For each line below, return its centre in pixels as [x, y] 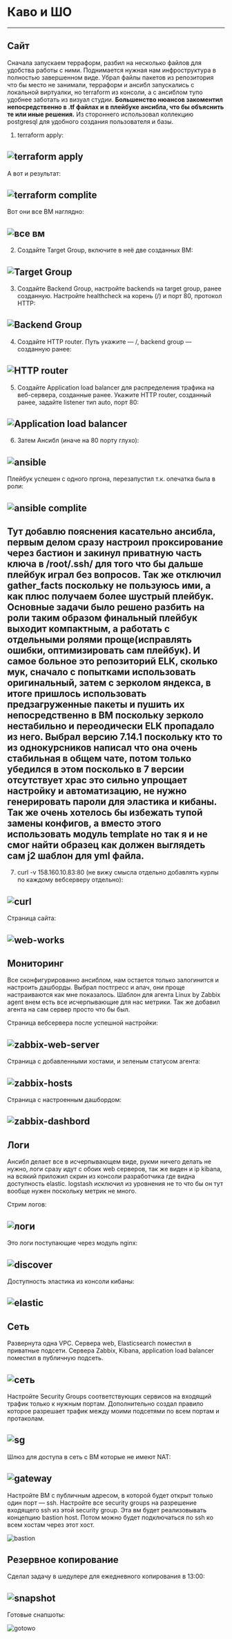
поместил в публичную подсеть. [55, 1358]
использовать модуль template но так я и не [108, 834]
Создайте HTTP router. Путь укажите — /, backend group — [104, 341]
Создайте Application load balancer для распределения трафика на [116, 387]
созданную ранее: [44, 349]
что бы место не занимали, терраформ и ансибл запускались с [101, 84]
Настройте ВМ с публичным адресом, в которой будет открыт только [110, 1495]
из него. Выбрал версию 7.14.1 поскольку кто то [115, 737]
